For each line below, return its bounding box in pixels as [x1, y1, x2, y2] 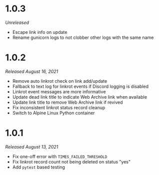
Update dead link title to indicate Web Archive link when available [12, 94, 147, 100]
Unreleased [5, 19, 29, 25]
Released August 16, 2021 [5, 68, 58, 74]
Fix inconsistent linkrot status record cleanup [12, 104, 105, 110]
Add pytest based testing [12, 164, 65, 170]
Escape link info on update [12, 29, 67, 35]
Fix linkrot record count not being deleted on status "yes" [12, 159, 131, 165]
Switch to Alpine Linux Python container [12, 110, 95, 116]
